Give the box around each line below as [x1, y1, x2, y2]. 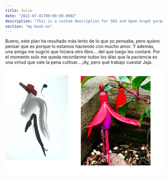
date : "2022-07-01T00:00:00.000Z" [5, 13, 77, 18]
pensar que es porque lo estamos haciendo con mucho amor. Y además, [5, 43, 155, 49]
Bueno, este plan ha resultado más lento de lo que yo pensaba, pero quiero [5, 38, 160, 44]
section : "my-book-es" [5, 24, 52, 29]
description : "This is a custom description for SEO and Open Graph [5, 18, 151, 23]
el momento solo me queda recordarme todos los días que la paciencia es [5, 54, 157, 60]
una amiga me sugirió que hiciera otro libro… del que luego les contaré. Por [5, 49, 160, 55]
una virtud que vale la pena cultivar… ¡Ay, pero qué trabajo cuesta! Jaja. [5, 59, 152, 65]
